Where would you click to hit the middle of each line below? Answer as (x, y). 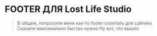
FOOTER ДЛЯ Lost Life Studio (68, 9)
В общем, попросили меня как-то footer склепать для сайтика (84, 23)
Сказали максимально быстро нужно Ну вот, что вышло (78, 28)
